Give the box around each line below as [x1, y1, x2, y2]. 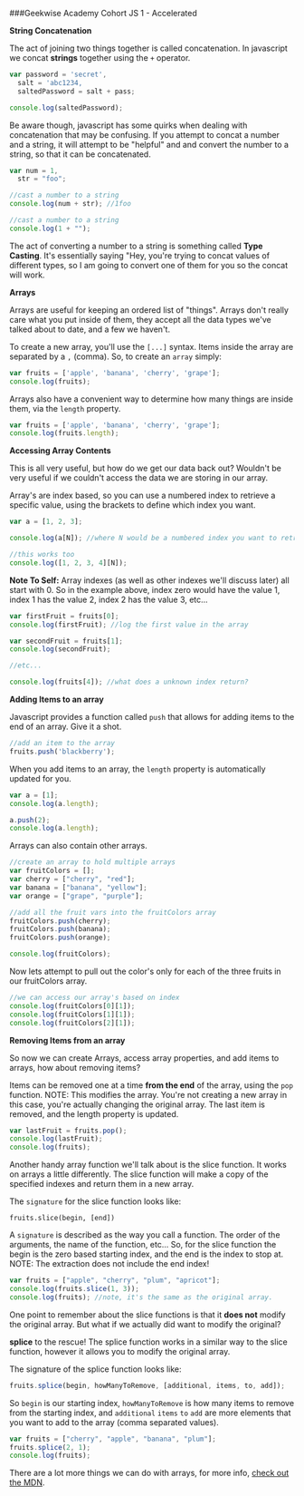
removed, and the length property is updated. [9, 1108, 179, 1119]
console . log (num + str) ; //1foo [9, 199, 131, 209]
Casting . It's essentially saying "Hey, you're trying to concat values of [9, 249, 270, 261]
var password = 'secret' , [9, 70, 107, 79]
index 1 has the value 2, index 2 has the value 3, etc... [9, 594, 208, 605]
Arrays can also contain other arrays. [9, 840, 147, 851]
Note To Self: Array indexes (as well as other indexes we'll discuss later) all [9, 575, 290, 586]
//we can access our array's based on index [9, 993, 180, 1002]
